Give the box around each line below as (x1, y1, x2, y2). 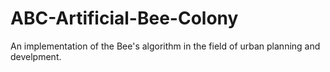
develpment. (10, 50, 62, 62)
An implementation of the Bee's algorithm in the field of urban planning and (10, 40, 321, 52)
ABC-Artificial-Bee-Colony (10, 7, 239, 30)
